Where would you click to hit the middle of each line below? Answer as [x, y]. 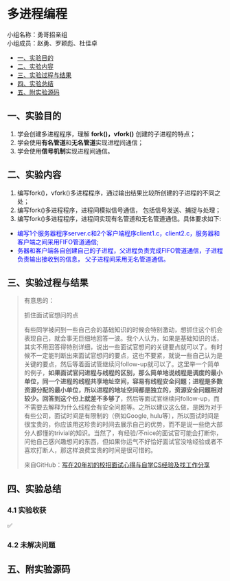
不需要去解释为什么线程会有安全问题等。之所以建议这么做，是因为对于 [123, 408]
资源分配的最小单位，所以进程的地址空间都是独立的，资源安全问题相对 [123, 390]
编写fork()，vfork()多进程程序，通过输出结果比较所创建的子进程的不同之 [119, 193]
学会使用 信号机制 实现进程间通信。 [65, 151]
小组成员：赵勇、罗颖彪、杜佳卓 [52, 43]
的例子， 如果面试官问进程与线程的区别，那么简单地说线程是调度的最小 [123, 373]
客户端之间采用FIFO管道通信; [58, 242]
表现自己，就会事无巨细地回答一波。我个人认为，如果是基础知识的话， [123, 339]
